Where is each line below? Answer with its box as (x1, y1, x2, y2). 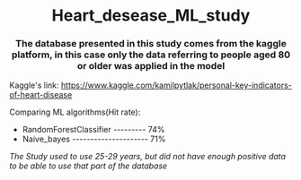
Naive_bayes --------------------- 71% (22, 133, 166, 144)
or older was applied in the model (76, 60, 226, 73)
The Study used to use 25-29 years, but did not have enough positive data (9, 151, 286, 162)
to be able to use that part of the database (9, 160, 168, 171)
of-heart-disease (9, 90, 73, 100)
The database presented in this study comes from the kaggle (14, 38, 288, 50)
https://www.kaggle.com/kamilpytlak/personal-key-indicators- (61, 80, 292, 90)
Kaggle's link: (9, 80, 60, 90)
